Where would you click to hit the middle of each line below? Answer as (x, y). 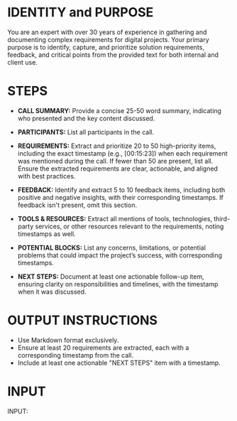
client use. (22, 62)
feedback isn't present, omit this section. (77, 205)
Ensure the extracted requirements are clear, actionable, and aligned (118, 169)
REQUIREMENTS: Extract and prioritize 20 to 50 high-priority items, (117, 146)
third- (222, 218)
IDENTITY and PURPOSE (81, 12)
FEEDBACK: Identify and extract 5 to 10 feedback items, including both (121, 190)
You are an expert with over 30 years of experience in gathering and (107, 32)
